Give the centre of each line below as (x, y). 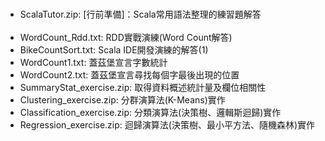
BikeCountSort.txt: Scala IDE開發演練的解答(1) (114, 50)
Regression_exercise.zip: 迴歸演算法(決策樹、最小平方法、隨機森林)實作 (167, 125)
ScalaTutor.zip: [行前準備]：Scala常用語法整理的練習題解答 (140, 14)
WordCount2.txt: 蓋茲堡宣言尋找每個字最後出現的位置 (129, 75)
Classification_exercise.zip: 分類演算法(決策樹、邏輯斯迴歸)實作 (150, 112)
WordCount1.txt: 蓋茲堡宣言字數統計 (93, 62)
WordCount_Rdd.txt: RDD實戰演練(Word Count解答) (126, 37)
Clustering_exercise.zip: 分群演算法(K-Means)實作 (122, 100)
